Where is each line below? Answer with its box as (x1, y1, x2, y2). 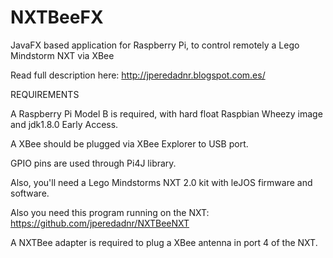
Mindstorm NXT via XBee (10, 49, 115, 61)
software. (10, 187, 50, 199)
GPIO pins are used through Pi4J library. (10, 157, 177, 169)
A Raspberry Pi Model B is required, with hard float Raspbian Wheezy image (10, 107, 323, 120)
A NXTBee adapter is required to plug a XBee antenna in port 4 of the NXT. (10, 236, 318, 248)
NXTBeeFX (10, 6, 104, 29)
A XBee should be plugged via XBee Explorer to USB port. (10, 137, 249, 150)
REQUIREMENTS (10, 88, 80, 100)
